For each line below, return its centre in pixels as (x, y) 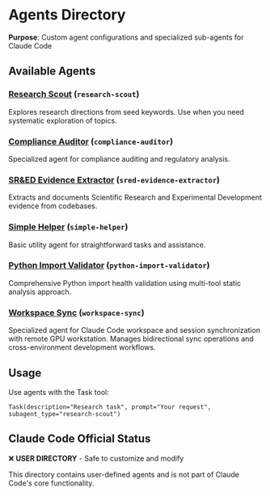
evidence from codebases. (53, 206)
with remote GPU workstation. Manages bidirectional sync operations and (131, 339)
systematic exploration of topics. (63, 120)
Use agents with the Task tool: (59, 392)
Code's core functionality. (51, 483)
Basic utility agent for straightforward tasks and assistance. (107, 245)
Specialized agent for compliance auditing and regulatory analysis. (119, 158)
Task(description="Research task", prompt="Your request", (110, 407)
